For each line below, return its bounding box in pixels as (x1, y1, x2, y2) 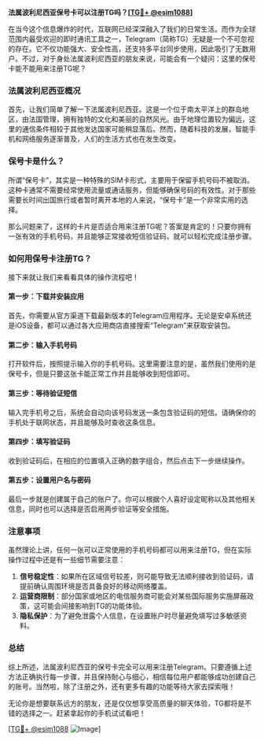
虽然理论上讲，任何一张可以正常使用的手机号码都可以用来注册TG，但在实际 (8, 545, 252, 554)
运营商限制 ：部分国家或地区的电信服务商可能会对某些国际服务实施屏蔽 (19, 591, 247, 601)
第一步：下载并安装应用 (8, 291, 84, 302)
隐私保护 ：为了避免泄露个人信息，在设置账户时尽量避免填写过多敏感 (19, 611, 240, 621)
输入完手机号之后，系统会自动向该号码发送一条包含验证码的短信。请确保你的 (8, 407, 256, 417)
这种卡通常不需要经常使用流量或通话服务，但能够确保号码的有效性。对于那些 (8, 185, 256, 195)
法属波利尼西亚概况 (8, 85, 81, 96)
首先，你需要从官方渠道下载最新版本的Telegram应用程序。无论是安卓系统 (8, 311, 245, 320)
